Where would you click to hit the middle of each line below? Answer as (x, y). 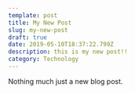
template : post (33, 15)
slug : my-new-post (38, 30)
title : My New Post (40, 23)
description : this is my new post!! (68, 52)
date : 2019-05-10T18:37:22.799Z (61, 45)
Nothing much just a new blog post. (66, 81)
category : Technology (44, 60)
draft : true (27, 37)
